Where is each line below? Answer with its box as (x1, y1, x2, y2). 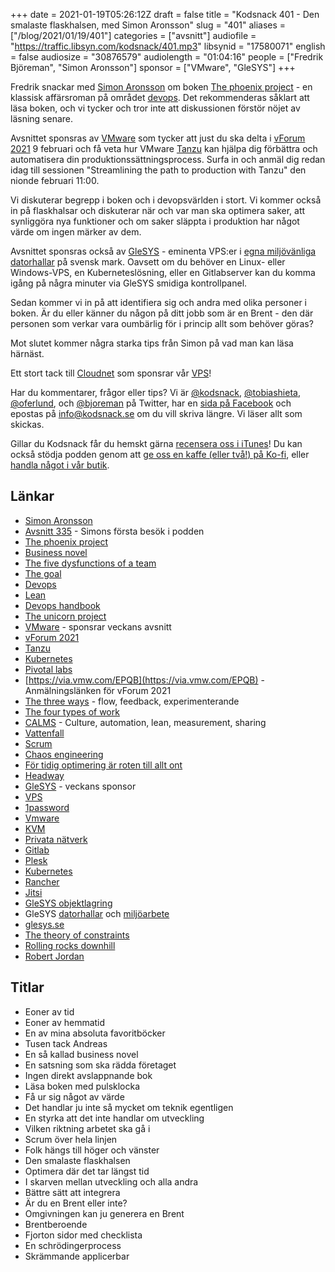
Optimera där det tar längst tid (24, 1165, 150, 1177)
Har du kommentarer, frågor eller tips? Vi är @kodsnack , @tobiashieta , (10, 387, 301, 398)
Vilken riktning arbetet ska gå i (24, 1122, 151, 1134)
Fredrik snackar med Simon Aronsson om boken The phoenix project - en (10, 81, 313, 93)
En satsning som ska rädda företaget (24, 1059, 177, 1071)
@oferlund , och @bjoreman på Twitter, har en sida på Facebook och (10, 397, 292, 409)
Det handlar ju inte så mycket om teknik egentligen (24, 1101, 234, 1113)
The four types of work (24, 705, 120, 718)
